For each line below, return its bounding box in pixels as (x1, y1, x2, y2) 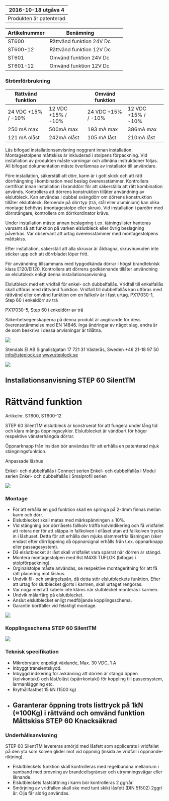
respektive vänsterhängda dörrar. (5, 433, 74, 439)
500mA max (48, 126, 78, 133)
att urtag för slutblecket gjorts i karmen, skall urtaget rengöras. (12, 581, 143, 587)
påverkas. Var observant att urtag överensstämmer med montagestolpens (5, 231, 158, 237)
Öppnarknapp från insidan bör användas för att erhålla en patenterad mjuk (5, 442, 159, 449)
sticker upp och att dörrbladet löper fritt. (5, 251, 89, 257)
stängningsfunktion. (5, 448, 47, 454)
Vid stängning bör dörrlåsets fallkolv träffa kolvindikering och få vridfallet (12, 522, 164, 528)
